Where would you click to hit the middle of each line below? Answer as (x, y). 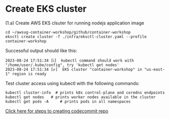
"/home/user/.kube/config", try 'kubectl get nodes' (62, 65)
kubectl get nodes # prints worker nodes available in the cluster (81, 97)
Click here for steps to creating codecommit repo (57, 111)
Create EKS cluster (46, 9)
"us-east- (155, 69)
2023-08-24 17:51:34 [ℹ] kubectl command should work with (69, 61)
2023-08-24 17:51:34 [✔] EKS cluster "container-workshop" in (74, 69)
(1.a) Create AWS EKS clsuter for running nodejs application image (75, 23)
